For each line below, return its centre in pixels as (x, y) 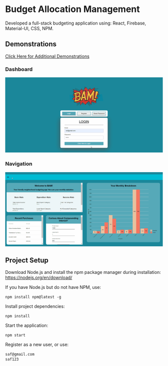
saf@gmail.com (20, 354)
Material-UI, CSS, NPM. (29, 28)
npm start (15, 335)
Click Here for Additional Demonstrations (47, 56)
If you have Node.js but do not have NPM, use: (53, 287)
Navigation (19, 164)
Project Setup (27, 260)
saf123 (12, 359)
